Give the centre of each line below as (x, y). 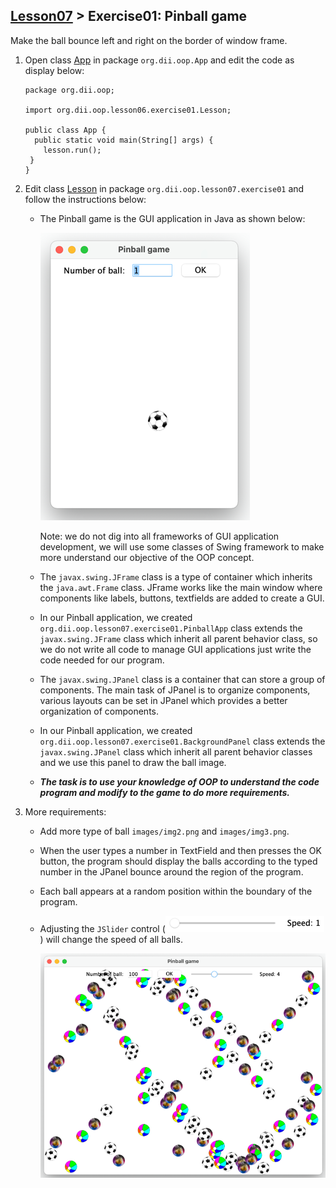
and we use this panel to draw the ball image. (133, 762)
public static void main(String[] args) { (124, 140)
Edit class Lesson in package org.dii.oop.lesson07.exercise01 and (164, 188)
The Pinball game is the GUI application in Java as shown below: (172, 218)
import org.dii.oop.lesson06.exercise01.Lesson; (128, 110)
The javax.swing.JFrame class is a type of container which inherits (176, 576)
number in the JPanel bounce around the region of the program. (171, 871)
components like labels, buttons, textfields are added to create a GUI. (182, 598)
